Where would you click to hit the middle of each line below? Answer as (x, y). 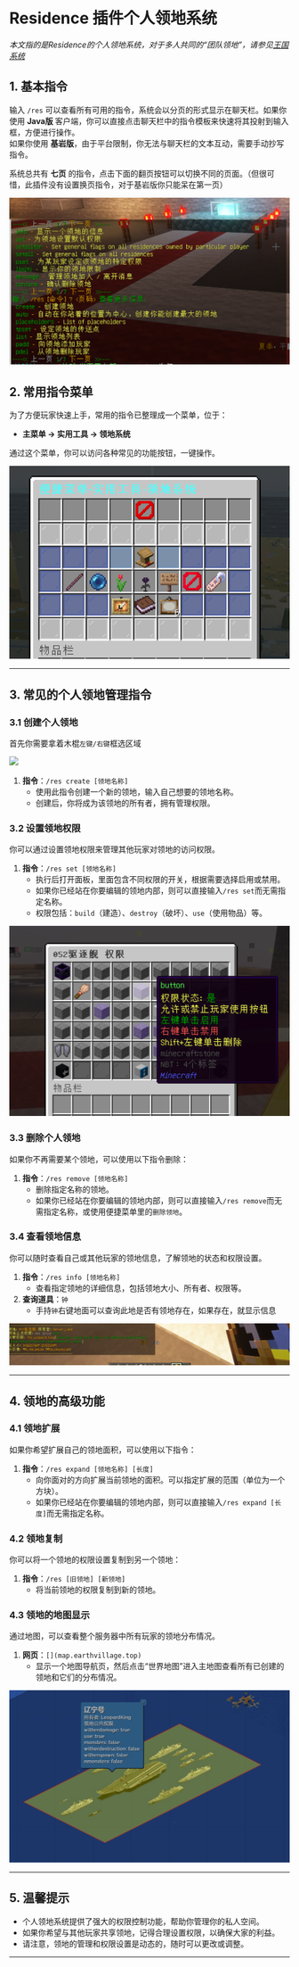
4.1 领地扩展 (35, 1428)
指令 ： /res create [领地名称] (75, 781)
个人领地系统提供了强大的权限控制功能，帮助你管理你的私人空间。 (143, 1921)
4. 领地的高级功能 (57, 1401)
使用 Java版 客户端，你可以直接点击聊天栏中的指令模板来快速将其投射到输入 (149, 120)
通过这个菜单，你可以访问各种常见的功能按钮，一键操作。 (114, 453)
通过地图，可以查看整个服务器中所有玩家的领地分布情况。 (114, 1636)
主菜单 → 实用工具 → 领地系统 (76, 434)
